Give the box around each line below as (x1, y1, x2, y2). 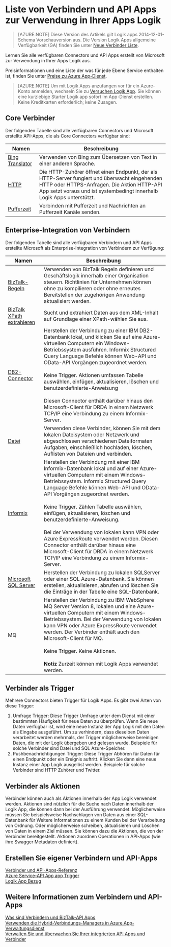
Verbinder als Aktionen (5, 782, 80, 790)
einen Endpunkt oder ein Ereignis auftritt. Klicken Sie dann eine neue (12, 756, 157, 762)
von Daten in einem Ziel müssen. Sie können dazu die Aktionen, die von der (5, 828, 164, 834)
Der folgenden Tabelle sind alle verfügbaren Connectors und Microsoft (5, 127, 154, 133)
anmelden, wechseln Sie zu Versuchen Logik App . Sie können (31, 88, 161, 94)
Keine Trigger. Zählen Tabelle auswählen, (43, 503, 142, 510)
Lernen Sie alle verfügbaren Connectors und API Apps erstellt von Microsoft (5, 52, 165, 58)
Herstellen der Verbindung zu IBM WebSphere (43, 596, 154, 603)
